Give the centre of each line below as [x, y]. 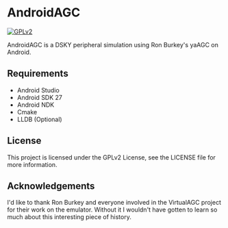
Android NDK [36, 105]
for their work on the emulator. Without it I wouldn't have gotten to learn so [112, 210]
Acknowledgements [51, 186]
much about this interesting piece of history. [69, 217]
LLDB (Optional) [40, 119]
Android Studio [38, 90]
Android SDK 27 [40, 97]
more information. [32, 164]
